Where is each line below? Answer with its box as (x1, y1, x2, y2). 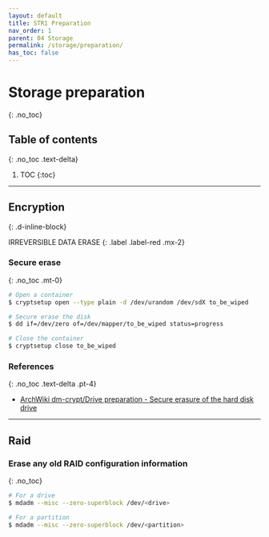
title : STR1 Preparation (8, 19, 91, 27)
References (8, 361, 54, 372)
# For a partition (8, 513, 70, 521)
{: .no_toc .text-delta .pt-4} (8, 379, 97, 389)
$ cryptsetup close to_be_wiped (8, 342, 116, 351)
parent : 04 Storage (8, 34, 74, 42)
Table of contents (8, 133, 98, 146)
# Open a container (8, 291, 74, 299)
